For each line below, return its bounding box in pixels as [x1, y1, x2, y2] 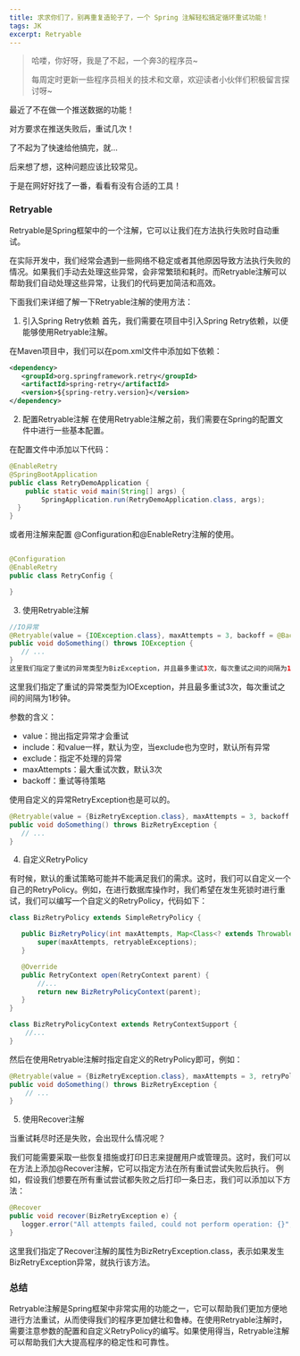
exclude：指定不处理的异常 [21, 753, 122, 763]
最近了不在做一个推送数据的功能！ [9, 105, 135, 115]
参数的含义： [9, 712, 56, 722]
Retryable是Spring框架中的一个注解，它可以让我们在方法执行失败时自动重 [9, 224, 280, 235]
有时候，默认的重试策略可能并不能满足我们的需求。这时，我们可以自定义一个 [9, 873, 291, 884]
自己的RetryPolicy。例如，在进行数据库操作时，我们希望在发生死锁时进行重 [9, 884, 286, 895]
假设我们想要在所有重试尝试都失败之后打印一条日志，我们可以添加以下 [24, 1175, 283, 1185]
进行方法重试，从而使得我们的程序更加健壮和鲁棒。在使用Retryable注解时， [9, 1315, 287, 1326]
